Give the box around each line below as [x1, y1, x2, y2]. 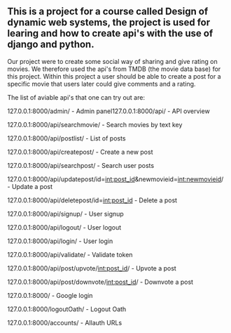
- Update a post [7, 182, 53, 190]
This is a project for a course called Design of [7, 6, 209, 18]
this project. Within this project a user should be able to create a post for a [7, 72, 222, 80]
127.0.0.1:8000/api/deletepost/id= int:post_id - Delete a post [7, 196, 177, 204]
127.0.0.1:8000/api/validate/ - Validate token [7, 250, 133, 259]
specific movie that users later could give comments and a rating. [7, 79, 196, 88]
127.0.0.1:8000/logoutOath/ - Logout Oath [7, 305, 127, 313]
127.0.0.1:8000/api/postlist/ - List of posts [7, 133, 126, 143]
